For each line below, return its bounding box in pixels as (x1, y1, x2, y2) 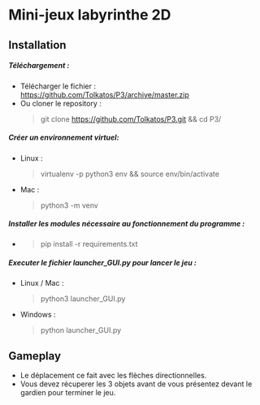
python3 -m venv (40, 200, 99, 210)
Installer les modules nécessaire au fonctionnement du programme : (8, 219, 245, 229)
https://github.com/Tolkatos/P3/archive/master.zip (19, 89, 189, 99)
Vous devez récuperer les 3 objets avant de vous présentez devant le (19, 379, 253, 389)
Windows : (19, 310, 56, 320)
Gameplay (8, 349, 62, 363)
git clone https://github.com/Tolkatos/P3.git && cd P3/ (40, 114, 222, 123)
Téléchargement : (8, 61, 70, 71)
